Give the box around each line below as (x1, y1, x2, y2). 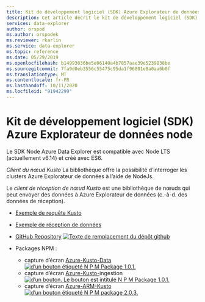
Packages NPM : (15, 245, 57, 252)
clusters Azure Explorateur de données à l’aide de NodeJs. (6, 172, 154, 180)
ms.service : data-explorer (6, 43, 75, 49)
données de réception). (6, 197, 65, 204)
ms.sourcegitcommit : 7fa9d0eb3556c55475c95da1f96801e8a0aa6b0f (6, 65, 171, 72)
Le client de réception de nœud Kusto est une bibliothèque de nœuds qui (6, 184, 190, 192)
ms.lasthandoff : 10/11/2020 (6, 83, 78, 89)
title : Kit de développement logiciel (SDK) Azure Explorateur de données (6, 9, 201, 15)
